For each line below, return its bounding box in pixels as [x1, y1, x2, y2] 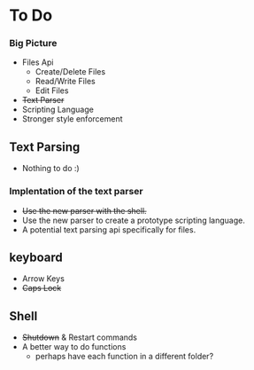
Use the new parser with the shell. [21, 205, 148, 216]
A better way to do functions [21, 342, 127, 352]
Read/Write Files [35, 76, 96, 87]
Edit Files [35, 85, 69, 96]
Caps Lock [21, 283, 62, 294]
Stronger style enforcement [21, 114, 123, 124]
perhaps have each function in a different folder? [35, 351, 214, 362]
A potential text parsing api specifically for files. [21, 224, 196, 235]
